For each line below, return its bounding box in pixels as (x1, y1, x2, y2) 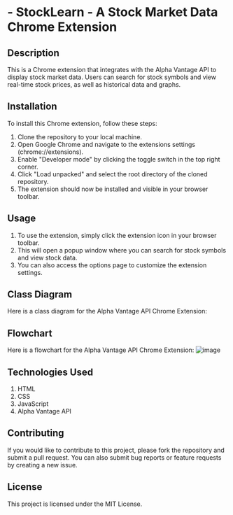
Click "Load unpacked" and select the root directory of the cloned (17, 169, 208, 178)
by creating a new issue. (7, 460, 78, 469)
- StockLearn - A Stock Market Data (7, 4, 218, 20)
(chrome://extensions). (17, 148, 84, 156)
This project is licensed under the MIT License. (7, 500, 143, 508)
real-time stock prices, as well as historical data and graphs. (7, 80, 181, 88)
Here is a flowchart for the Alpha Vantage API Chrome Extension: (7, 346, 195, 354)
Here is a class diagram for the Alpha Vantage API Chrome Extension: (7, 307, 208, 316)
